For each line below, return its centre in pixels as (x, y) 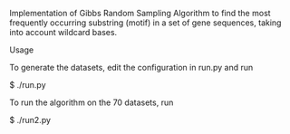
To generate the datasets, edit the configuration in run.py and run (131, 67)
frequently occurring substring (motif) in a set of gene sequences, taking (145, 23)
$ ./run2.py (30, 120)
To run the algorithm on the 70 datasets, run (92, 102)
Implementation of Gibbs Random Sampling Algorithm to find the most (140, 13)
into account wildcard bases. (63, 32)
